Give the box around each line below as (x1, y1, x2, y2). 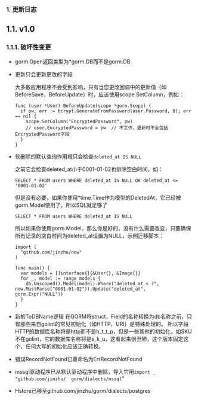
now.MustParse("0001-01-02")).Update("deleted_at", (14, 286, 146, 292)
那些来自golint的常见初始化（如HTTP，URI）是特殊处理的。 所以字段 (20, 320, 189, 327)
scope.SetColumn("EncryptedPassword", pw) (26, 118, 133, 124)
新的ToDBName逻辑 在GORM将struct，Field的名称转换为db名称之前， (14, 313, 187, 320)
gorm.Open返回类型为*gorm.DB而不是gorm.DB (14, 58, 131, 65)
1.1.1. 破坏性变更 (6, 43, 51, 51)
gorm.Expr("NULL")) (14, 291, 64, 297)
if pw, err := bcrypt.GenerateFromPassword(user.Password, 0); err (20, 108, 192, 114)
